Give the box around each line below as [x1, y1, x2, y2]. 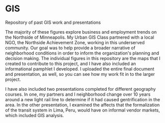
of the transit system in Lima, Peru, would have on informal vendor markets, [5, 107, 160, 113]
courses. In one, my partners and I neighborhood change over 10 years [5, 91, 151, 97]
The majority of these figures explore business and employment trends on [5, 29, 157, 35]
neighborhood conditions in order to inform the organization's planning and [5, 50, 160, 56]
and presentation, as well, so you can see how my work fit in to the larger [5, 71, 155, 77]
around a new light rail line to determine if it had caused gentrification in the [5, 96, 161, 102]
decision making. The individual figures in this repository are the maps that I [5, 55, 161, 61]
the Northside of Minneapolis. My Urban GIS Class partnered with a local [5, 34, 154, 40]
